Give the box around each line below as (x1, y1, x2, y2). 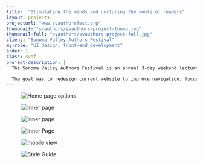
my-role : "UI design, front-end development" (6, 43, 123, 49)
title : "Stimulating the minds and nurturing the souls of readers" (6, 8, 185, 15)
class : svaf (6, 54, 36, 60)
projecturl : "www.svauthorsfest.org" (6, 20, 101, 26)
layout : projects (6, 14, 50, 20)
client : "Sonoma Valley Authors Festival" (6, 37, 115, 43)
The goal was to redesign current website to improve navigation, (11, 76, 182, 82)
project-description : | (6, 59, 66, 65)
